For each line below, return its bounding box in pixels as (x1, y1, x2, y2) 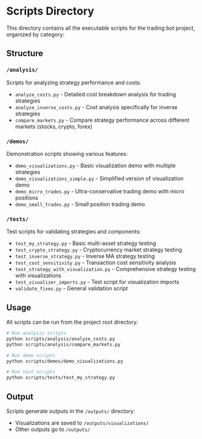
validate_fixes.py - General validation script (15, 285, 129, 292)
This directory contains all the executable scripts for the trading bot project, (6, 24, 195, 32)
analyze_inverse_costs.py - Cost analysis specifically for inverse (15, 103, 178, 110)
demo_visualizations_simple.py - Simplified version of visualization (15, 175, 184, 182)
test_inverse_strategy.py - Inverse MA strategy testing (15, 253, 155, 260)
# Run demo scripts (6, 352, 56, 358)
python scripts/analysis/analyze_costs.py (6, 335, 115, 342)
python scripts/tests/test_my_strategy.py (6, 375, 115, 381)
